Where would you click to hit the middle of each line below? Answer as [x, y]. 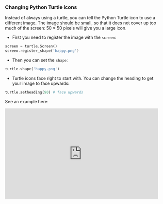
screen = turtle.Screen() [31, 47]
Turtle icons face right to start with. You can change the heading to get [83, 78]
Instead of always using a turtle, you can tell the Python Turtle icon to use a [80, 18]
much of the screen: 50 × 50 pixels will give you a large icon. [66, 28]
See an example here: [27, 101]
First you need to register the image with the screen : [64, 37]
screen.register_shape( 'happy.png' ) [42, 51]
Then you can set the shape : [40, 60]
